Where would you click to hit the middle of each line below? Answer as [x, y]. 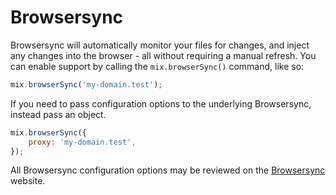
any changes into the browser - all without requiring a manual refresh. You [163, 55]
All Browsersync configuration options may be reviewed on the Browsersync [168, 170]
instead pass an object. [58, 114]
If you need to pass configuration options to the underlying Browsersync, [161, 103]
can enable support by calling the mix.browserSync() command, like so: [157, 66]
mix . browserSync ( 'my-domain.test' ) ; [86, 84]
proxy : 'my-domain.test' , [82, 142]
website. [28, 181]
